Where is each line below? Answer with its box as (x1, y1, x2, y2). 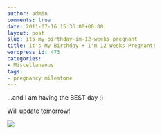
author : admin (7, 10, 48, 17)
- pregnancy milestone (7, 74, 73, 82)
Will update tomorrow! (7, 107, 71, 115)
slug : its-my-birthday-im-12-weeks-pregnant (7, 36, 138, 43)
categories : (7, 55, 42, 62)
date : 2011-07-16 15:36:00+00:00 (7, 23, 104, 30)
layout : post (7, 29, 45, 37)
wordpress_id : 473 (7, 49, 60, 56)
